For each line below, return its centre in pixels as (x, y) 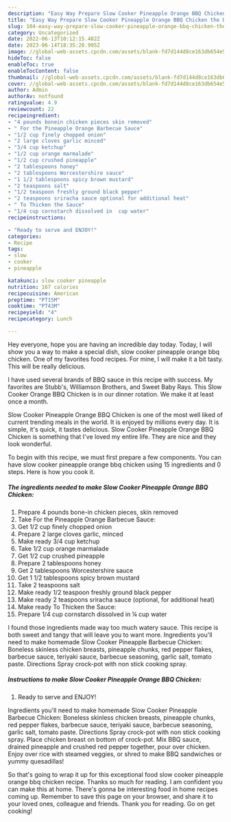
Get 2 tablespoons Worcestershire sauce (75, 570)
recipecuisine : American (43, 293)
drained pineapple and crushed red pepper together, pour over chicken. (109, 747)
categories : (25, 236)
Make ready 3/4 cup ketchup (59, 541)
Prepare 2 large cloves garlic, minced (71, 534)
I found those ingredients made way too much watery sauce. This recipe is (113, 627)
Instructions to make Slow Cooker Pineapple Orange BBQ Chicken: (105, 679)
